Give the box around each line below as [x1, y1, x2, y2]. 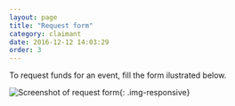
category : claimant [9, 29, 82, 38]
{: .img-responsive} [118, 87, 190, 98]
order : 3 [9, 46, 42, 55]
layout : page [9, 12, 58, 22]
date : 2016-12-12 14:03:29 [9, 37, 109, 47]
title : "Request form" [9, 21, 93, 30]
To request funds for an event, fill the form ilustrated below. [9, 70, 227, 80]
